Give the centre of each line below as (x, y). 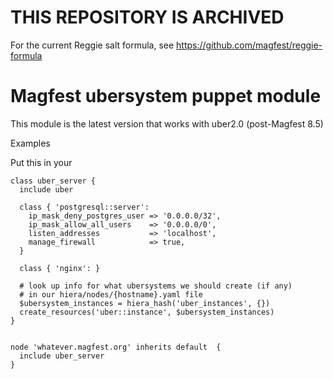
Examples (30, 143)
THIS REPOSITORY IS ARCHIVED (147, 17)
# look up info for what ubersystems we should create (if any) (156, 286)
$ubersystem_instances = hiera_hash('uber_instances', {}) (145, 303)
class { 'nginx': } (60, 268)
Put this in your (41, 162)
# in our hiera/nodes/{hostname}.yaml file (111, 294)
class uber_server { (53, 181)
